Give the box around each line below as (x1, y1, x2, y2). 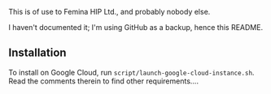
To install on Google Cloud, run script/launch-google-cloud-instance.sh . (8, 67, 255, 77)
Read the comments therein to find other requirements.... (8, 76, 199, 86)
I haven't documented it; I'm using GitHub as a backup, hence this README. (8, 23, 263, 32)
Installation (8, 46, 67, 60)
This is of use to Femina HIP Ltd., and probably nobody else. (8, 7, 211, 16)
